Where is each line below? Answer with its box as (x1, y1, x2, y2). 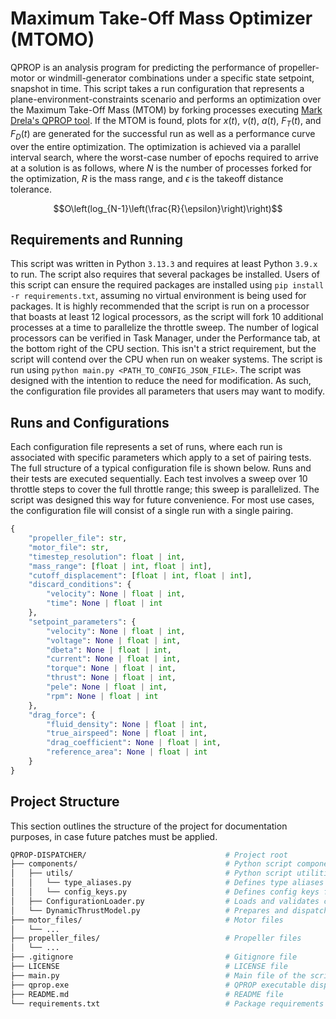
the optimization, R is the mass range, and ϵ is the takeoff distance (10, 172, 284, 184)
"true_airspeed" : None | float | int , (46, 728, 208, 739)
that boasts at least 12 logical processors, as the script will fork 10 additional (10, 311, 324, 323)
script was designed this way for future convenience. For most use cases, (10, 494, 315, 506)
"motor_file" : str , (28, 542, 110, 552)
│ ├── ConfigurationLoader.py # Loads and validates (10, 896, 320, 906)
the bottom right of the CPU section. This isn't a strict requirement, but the (10, 343, 317, 355)
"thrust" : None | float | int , (46, 673, 177, 683)
